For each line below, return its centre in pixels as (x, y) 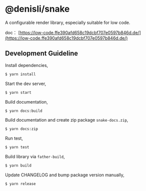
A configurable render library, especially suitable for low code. (68, 22)
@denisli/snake (37, 9)
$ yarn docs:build (24, 111)
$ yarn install (21, 74)
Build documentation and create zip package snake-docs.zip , (67, 120)
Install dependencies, (27, 65)
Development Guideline (42, 53)
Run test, (14, 138)
